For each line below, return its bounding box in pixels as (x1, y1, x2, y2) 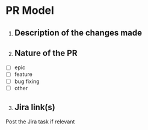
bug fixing (14, 78, 40, 85)
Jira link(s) (14, 102, 55, 113)
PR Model (5, 4, 55, 17)
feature (14, 70, 32, 78)
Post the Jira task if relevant (5, 118, 75, 125)
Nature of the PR (14, 48, 78, 58)
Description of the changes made (14, 28, 143, 38)
